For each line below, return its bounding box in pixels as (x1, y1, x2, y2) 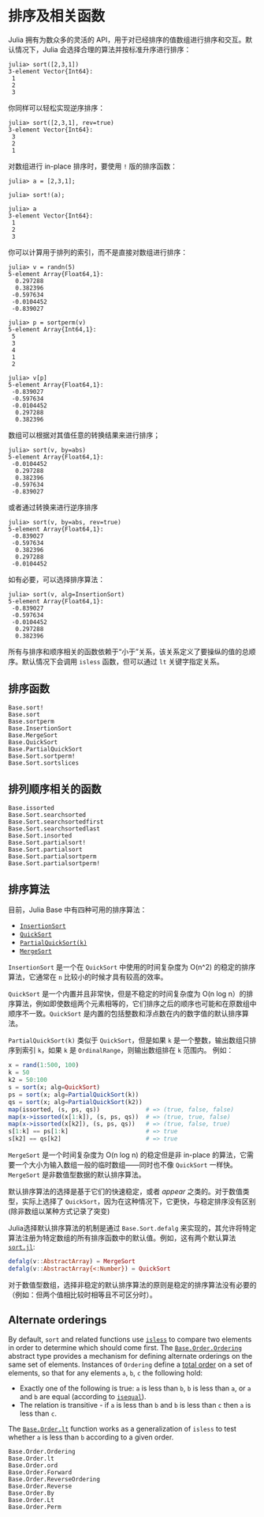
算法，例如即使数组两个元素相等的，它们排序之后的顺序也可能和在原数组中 (14, 999, 257, 1008)
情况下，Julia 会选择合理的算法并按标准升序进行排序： (14, 44, 191, 54)
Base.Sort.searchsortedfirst (8, 818, 104, 826)
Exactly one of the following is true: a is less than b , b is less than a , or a (19, 1383, 251, 1393)
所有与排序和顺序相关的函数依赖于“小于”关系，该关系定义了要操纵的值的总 (8, 646, 250, 656)
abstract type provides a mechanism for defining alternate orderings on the (8, 1351, 253, 1360)
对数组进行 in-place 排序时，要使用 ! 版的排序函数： (8, 161, 178, 171)
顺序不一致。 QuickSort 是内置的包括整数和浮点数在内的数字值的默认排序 (8, 1009, 243, 1019)
